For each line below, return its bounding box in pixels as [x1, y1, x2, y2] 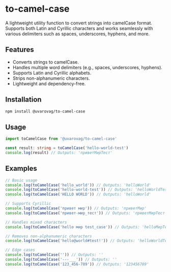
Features [5, 45, 34, 54]
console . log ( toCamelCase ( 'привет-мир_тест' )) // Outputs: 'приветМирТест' [5, 210, 167, 216]
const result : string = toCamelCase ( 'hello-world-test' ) [5, 145, 129, 150]
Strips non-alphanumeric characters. [12, 75, 90, 81]
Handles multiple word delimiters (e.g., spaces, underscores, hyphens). [12, 64, 163, 70]
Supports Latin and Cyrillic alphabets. [12, 70, 92, 76]
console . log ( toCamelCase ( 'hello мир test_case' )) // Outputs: [5, 224, 140, 229]
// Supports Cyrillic [5, 201, 51, 206]
